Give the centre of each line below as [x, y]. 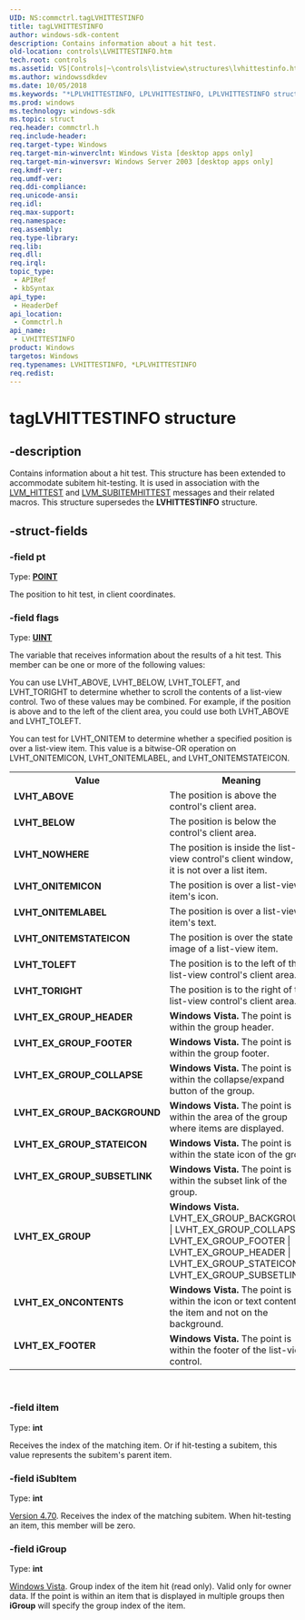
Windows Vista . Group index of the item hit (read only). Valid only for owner [151, 1586]
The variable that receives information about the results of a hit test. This [145, 655]
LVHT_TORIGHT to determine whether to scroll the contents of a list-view [146, 692]
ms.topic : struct [42, 119]
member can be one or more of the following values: [108, 665]
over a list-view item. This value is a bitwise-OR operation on [123, 749]
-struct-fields [49, 531]
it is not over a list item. [218, 870]
